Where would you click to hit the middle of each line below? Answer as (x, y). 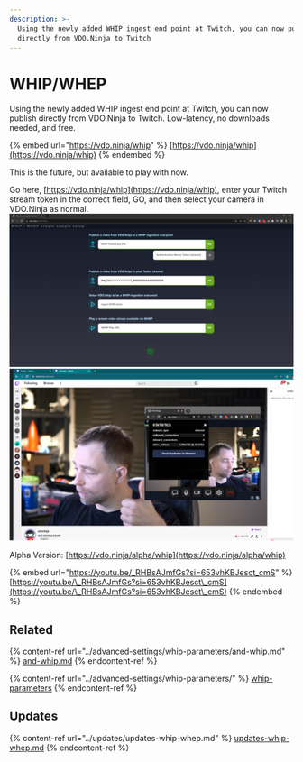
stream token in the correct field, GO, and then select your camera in (137, 199)
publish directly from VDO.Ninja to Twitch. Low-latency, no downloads (140, 118)
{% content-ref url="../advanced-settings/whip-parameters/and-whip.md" (147, 651)
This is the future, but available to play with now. (99, 172)
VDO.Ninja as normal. (49, 209)
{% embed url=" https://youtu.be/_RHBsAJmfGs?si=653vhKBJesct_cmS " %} (151, 573)
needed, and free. (43, 128)
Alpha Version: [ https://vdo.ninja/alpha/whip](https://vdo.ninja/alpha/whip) (147, 555)
